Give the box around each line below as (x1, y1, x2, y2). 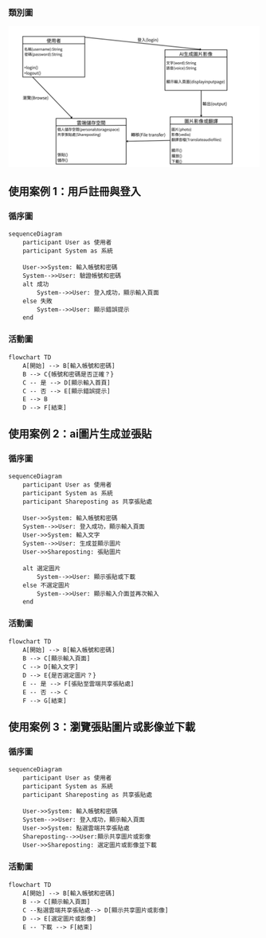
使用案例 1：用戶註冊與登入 (8, 185, 142, 198)
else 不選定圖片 (22, 581, 70, 590)
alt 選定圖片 (22, 565, 61, 573)
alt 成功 (22, 280, 49, 288)
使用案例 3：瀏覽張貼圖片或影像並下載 (8, 721, 196, 734)
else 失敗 (22, 297, 53, 306)
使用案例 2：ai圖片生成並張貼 (8, 428, 153, 441)
